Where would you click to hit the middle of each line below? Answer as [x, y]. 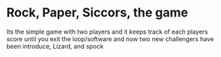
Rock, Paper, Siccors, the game [97, 13]
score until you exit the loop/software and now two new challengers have [110, 38]
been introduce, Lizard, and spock [55, 46]
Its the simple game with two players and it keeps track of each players [107, 32]
